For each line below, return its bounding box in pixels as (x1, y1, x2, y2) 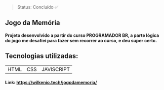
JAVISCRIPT (41, 66, 70, 73)
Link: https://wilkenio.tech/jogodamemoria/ (5, 80, 97, 86)
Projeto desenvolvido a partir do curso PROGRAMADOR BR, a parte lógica (5, 32, 159, 38)
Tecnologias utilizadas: (5, 52, 78, 60)
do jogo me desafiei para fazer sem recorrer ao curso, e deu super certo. (5, 37, 157, 43)
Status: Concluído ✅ (17, 4, 59, 10)
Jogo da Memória (5, 19, 60, 27)
